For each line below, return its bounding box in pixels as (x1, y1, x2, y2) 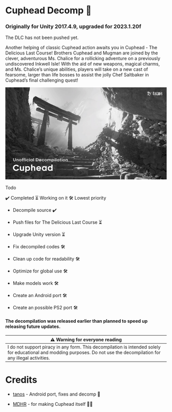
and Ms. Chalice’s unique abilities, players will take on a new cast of (5, 66, 148, 72)
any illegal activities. (7, 355, 50, 361)
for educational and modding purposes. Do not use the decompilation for (7, 349, 161, 356)
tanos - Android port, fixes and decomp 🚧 (12, 391, 101, 397)
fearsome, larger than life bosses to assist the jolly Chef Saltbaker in (5, 72, 149, 78)
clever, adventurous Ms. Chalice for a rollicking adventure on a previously (5, 55, 160, 62)
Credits (5, 374, 37, 386)
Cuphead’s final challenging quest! (5, 77, 78, 84)
